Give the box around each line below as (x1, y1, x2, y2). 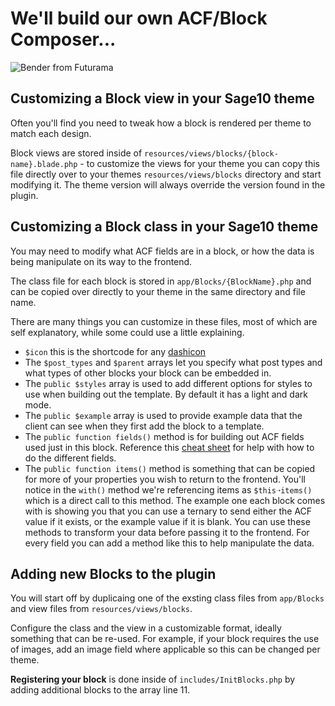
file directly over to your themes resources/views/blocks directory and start (10, 168, 322, 180)
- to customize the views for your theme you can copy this (79, 157, 320, 169)
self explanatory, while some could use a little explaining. (10, 326, 245, 338)
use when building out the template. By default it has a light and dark (24, 388, 308, 400)
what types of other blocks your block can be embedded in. (24, 367, 272, 379)
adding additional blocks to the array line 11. (10, 684, 191, 696)
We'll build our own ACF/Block (10, 7, 268, 30)
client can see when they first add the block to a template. (24, 420, 265, 432)
